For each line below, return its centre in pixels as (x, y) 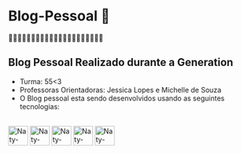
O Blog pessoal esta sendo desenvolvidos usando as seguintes (122, 98)
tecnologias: (40, 106)
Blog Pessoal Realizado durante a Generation (121, 62)
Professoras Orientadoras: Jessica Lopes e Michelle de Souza (120, 90)
